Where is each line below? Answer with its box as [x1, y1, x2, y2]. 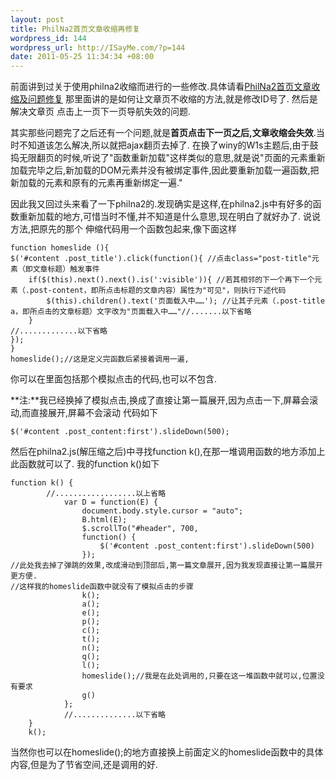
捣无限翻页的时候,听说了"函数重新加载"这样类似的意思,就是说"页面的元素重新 [10, 152, 326, 164]
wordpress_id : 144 [10, 33, 87, 43]
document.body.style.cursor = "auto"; [81, 506, 244, 516]
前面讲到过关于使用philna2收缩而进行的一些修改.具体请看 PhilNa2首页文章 [10, 81, 312, 93]
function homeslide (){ [10, 243, 110, 253]
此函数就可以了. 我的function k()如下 [10, 458, 160, 470]
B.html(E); [81, 515, 128, 525]
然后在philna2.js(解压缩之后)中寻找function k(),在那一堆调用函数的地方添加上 [10, 446, 326, 458]
